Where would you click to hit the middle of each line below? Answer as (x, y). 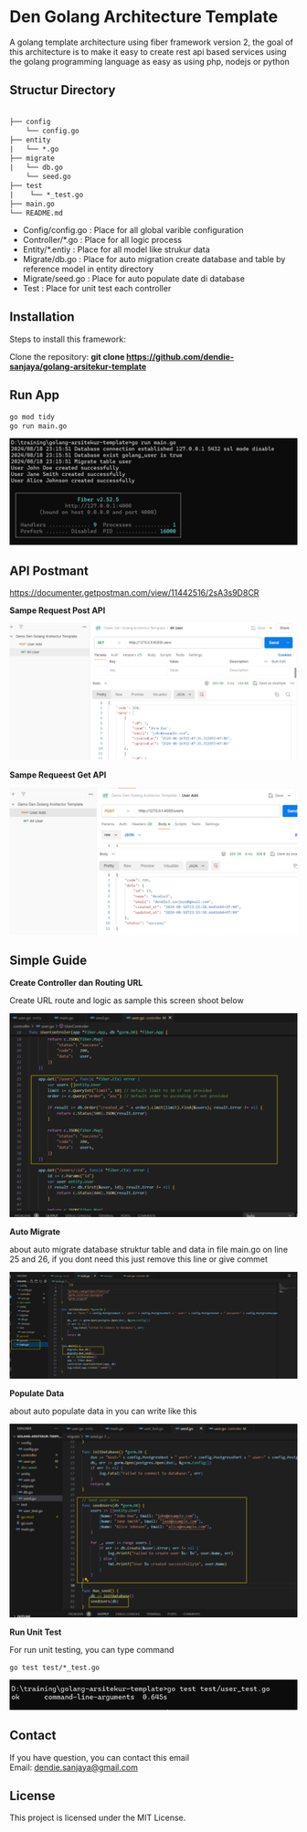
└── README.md (37, 213)
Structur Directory (63, 90)
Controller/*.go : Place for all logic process (102, 239)
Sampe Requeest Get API (58, 775)
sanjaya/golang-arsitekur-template (78, 366)
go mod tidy (32, 418)
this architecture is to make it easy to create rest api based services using (148, 51)
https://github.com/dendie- (180, 356)
